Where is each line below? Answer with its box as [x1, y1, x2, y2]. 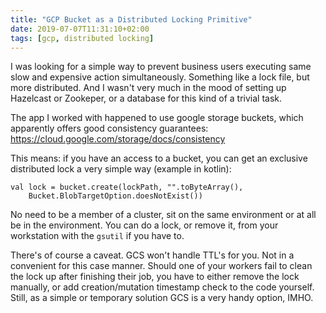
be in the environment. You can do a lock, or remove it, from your [10, 219, 279, 231]
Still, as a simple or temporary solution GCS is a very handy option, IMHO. [10, 292, 314, 304]
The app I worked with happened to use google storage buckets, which [10, 112, 304, 124]
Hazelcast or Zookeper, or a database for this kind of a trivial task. [10, 92, 283, 105]
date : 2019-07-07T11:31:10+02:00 [10, 24, 150, 34]
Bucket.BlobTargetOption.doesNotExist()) [28, 191, 203, 201]
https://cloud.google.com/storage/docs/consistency [10, 133, 226, 145]
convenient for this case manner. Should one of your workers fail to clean [10, 260, 313, 272]
